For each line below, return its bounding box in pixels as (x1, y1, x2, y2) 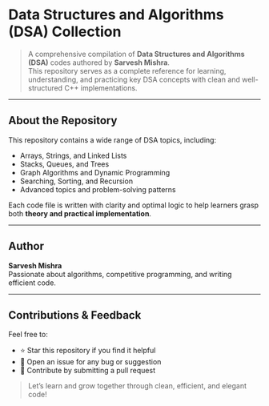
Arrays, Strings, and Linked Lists (19, 151, 127, 160)
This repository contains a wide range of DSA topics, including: (8, 135, 217, 145)
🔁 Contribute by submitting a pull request (19, 366, 156, 376)
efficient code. (8, 278, 56, 287)
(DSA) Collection (8, 22, 122, 41)
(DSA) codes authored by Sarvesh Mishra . (27, 58, 171, 67)
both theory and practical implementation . (8, 208, 152, 218)
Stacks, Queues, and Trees (19, 159, 110, 169)
